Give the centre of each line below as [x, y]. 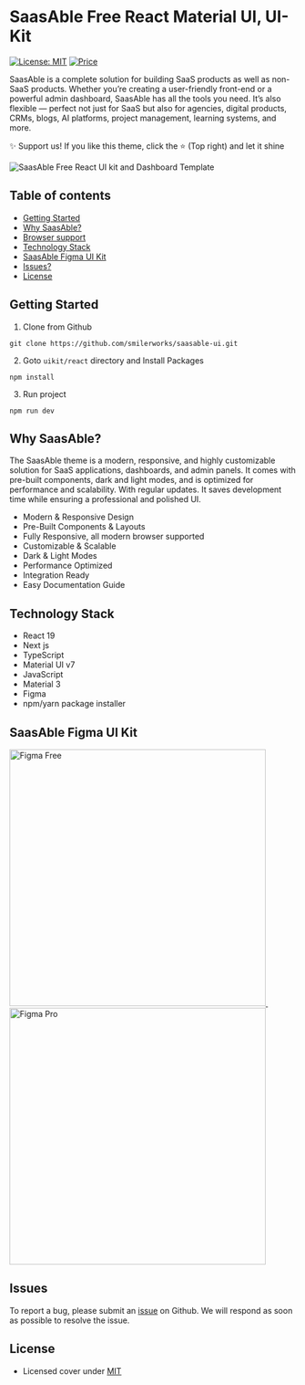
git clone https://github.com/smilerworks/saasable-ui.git [124, 343]
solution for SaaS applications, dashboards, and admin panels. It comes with [152, 470]
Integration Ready [56, 575]
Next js [36, 645]
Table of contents [60, 196]
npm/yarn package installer [74, 704]
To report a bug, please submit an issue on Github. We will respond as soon [151, 1310]
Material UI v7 [49, 665]
